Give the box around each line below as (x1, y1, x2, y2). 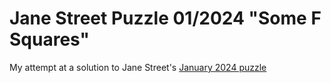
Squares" (9, 28, 90, 51)
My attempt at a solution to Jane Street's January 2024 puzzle (9, 61, 267, 73)
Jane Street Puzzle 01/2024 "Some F (9, 7, 322, 30)
